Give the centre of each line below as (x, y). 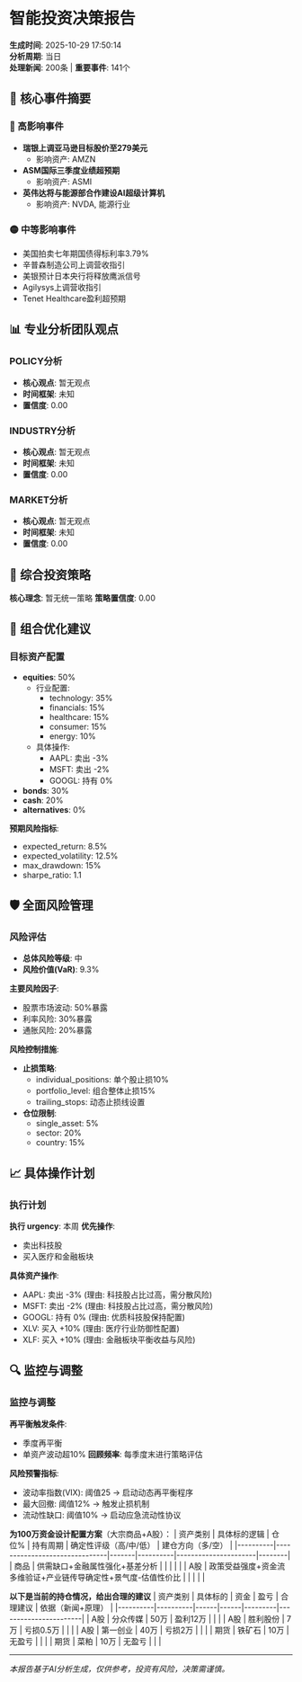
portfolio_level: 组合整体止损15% (95, 1091)
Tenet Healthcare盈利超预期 (74, 298)
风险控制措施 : (35, 1049)
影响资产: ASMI (64, 182)
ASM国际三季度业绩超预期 (71, 170)
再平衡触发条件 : (38, 1424)
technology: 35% (81, 698)
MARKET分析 (39, 500)
